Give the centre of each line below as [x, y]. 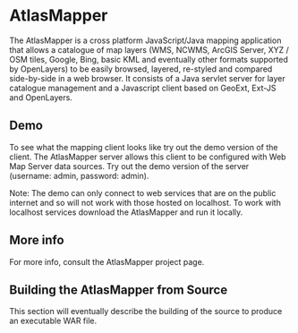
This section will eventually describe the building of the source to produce [146, 312]
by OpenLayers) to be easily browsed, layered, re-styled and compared [141, 69]
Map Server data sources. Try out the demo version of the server [129, 166]
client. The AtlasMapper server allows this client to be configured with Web [148, 157]
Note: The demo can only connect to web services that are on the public [143, 192]
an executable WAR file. [53, 321]
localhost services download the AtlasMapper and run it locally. [126, 212]
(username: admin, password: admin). [79, 175]
